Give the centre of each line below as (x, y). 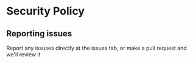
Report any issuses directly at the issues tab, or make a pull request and (96, 48)
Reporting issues (39, 34)
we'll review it (23, 55)
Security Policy (46, 11)
